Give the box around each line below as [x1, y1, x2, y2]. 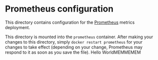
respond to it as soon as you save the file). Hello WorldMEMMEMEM [5, 49, 141, 55]
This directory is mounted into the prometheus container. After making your [5, 34, 154, 40]
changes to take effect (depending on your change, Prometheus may [5, 44, 143, 50]
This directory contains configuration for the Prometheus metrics [5, 19, 135, 25]
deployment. [5, 24, 30, 30]
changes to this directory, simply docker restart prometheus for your [5, 39, 143, 45]
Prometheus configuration [5, 3, 114, 15]
